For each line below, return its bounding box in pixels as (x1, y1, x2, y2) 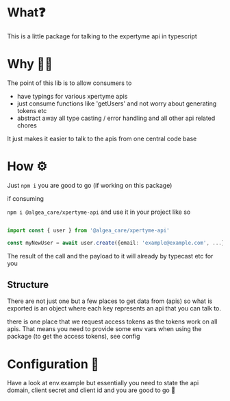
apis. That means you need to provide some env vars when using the (7, 325, 202, 333)
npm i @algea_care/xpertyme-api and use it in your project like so (7, 208, 191, 216)
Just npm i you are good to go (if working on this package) (7, 181, 172, 189)
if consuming (7, 194, 44, 202)
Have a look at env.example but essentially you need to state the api (7, 379, 199, 387)
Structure (7, 278, 49, 291)
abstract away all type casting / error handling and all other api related (16, 114, 216, 122)
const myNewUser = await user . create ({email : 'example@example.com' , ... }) (7, 239, 228, 246)
